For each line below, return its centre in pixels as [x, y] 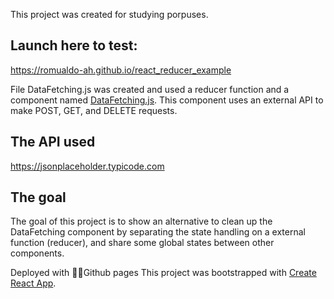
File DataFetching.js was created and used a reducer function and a [150, 89]
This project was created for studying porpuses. [109, 14]
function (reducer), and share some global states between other [142, 243]
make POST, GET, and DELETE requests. [94, 110]
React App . [33, 283]
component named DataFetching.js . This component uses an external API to [167, 100]
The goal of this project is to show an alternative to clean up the [141, 221]
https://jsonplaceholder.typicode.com [87, 166]
